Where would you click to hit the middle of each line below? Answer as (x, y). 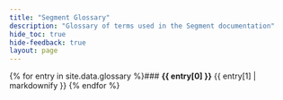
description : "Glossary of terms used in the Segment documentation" (142, 26)
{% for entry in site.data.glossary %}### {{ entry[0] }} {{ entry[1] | (133, 76)
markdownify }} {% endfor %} (65, 86)
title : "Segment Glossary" (60, 17)
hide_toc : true (38, 34)
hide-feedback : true (48, 42)
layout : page (34, 51)
